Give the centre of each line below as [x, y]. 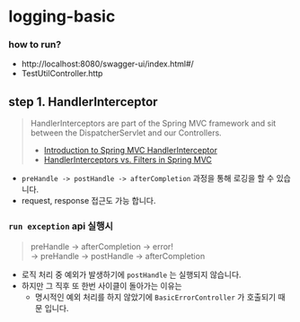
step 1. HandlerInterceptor [83, 102]
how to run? [35, 45]
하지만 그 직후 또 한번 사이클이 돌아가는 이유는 [101, 285]
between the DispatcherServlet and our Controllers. [126, 133]
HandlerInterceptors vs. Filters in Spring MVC [128, 160]
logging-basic [62, 17]
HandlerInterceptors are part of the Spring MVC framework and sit [153, 124]
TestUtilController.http [62, 74]
